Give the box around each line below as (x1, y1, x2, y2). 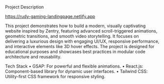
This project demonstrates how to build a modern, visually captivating (5, 23, 146, 29)
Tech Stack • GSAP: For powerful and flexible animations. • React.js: (5, 63, 143, 69)
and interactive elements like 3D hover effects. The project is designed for (5, 44, 155, 49)
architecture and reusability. (5, 54, 62, 60)
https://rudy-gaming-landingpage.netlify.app (5, 14, 95, 19)
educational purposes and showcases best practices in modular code (5, 49, 146, 54)
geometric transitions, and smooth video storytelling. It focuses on (5, 34, 139, 39)
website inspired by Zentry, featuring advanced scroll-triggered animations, (5, 28, 158, 34)
